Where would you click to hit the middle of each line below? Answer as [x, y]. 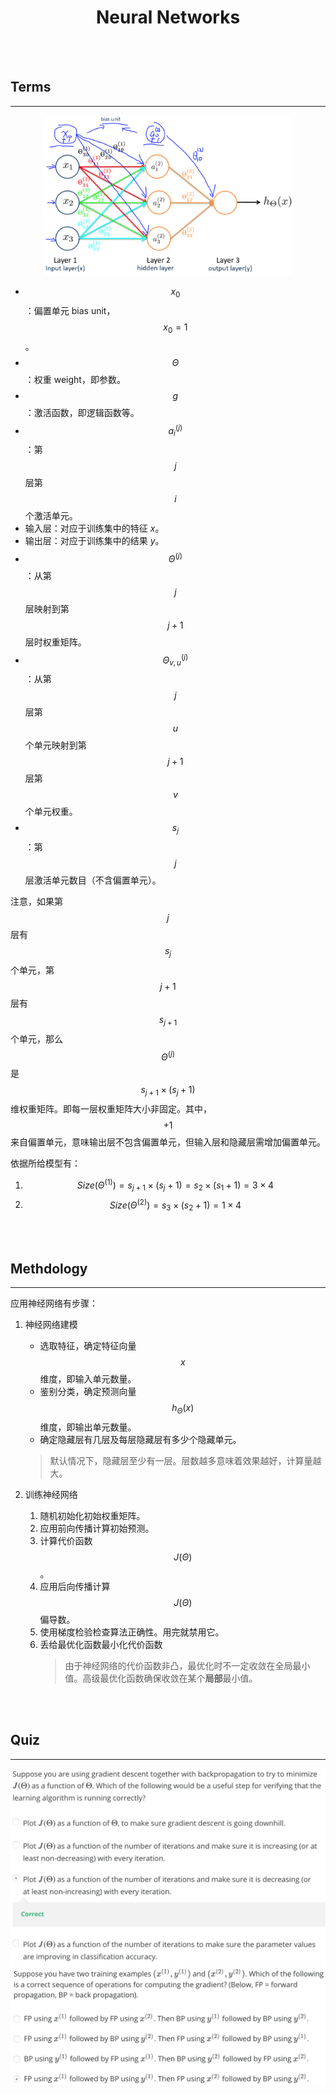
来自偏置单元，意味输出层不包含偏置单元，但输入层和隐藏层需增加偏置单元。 [168, 1142]
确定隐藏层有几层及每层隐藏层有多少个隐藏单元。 [140, 1439]
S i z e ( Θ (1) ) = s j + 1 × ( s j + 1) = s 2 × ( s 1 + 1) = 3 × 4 [175, 1185]
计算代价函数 [66, 1540]
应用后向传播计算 [75, 1586]
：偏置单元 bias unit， [70, 311]
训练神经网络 [51, 1494]
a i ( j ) [175, 430]
